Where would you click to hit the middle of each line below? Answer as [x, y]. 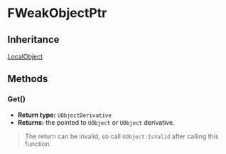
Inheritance [33, 40]
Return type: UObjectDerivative [65, 115]
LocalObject [25, 56]
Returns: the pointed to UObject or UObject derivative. [96, 122]
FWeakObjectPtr [57, 13]
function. [38, 143]
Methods [28, 79]
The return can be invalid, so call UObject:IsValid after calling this [122, 136]
